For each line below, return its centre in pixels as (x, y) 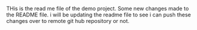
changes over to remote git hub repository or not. (68, 21)
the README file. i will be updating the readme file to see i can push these (98, 15)
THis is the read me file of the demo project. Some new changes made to (98, 9)
